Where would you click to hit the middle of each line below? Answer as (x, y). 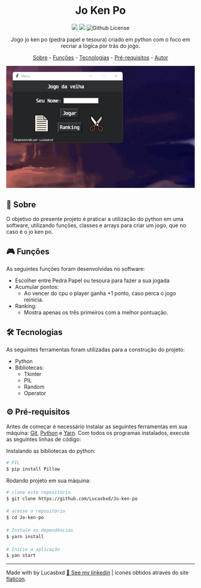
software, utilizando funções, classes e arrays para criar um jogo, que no (96, 225)
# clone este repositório (38, 492)
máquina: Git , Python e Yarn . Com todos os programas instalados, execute (98, 432)
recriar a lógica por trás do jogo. (100, 46)
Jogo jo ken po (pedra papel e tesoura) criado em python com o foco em (100, 39)
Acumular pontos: (37, 287)
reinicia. (33, 300)
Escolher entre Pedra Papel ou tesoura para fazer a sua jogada (92, 280)
